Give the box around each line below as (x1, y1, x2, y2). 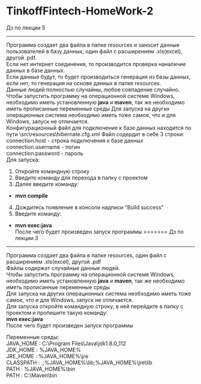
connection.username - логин (6, 143, 81, 151)
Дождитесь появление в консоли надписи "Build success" (14, 203, 165, 211)
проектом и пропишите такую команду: (6, 309, 108, 316)
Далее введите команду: (14, 180, 79, 187)
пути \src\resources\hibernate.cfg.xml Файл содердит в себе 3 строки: (6, 130, 184, 137)
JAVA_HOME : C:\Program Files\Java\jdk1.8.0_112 (6, 340, 127, 347)
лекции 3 (14, 234, 39, 241)
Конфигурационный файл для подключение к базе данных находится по (6, 124, 191, 131)
